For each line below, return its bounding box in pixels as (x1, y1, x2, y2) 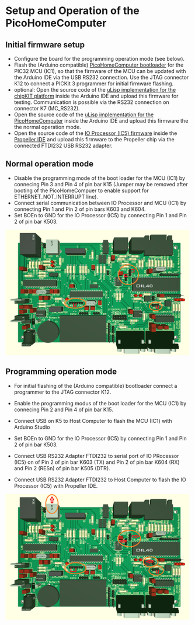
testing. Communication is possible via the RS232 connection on (13, 99, 170, 106)
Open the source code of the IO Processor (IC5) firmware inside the (13, 130, 177, 137)
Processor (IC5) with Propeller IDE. (13, 482, 98, 489)
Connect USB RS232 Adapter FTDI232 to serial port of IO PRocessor (13, 452, 179, 459)
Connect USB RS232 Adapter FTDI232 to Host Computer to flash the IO (13, 476, 186, 483)
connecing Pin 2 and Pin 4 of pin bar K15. (13, 406, 113, 413)
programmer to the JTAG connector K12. (13, 388, 112, 395)
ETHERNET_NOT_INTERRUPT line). (13, 193, 99, 200)
